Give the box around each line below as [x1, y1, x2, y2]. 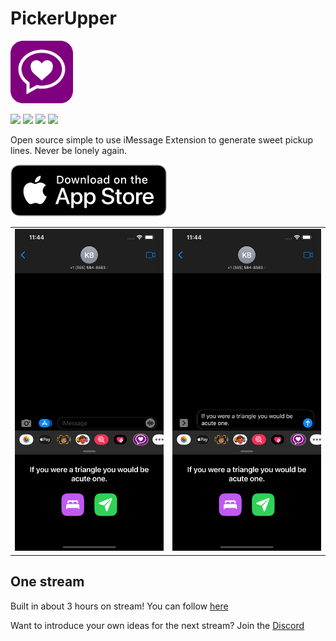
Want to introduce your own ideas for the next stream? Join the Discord [10, 619, 305, 631]
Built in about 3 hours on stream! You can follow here [10, 600, 229, 612]
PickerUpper [10, 7, 117, 30]
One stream [10, 573, 85, 591]
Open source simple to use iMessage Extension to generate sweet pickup [10, 133, 314, 146]
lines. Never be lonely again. [10, 144, 128, 156]
